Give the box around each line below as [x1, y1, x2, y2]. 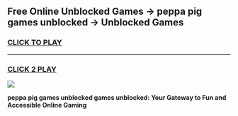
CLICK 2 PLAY [7, 64, 57, 74]
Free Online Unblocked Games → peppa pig [7, 6, 203, 18]
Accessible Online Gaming [7, 101, 87, 109]
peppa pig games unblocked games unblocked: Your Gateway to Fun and [7, 93, 227, 101]
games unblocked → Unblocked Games [7, 17, 184, 29]
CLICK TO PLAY [7, 38, 62, 48]
